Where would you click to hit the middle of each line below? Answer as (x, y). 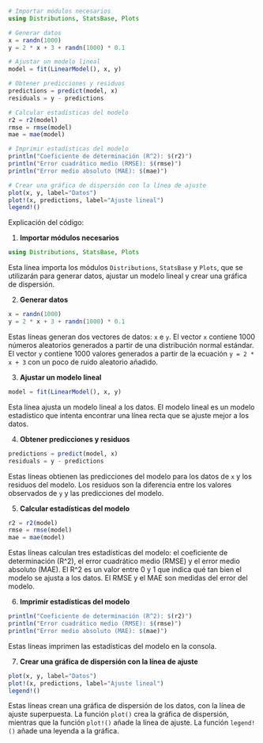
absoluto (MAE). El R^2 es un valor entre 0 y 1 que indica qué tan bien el (125, 570)
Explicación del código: (46, 223)
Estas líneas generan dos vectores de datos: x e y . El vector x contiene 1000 (131, 337)
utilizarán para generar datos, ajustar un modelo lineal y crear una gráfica (128, 276)
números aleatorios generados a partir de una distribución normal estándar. (131, 345)
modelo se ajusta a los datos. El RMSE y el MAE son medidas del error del (128, 578)
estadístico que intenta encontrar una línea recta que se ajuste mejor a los (129, 415)
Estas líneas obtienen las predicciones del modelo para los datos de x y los (130, 476)
